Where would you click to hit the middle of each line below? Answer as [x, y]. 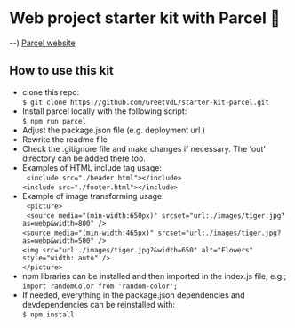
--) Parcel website [42, 43]
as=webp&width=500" [58, 240]
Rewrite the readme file [65, 139]
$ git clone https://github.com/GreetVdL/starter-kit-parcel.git [145, 102]
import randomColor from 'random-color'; [100, 286]
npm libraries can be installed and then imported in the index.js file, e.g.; [154, 276]
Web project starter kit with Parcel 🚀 [145, 18]
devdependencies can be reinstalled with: [99, 304]
